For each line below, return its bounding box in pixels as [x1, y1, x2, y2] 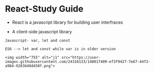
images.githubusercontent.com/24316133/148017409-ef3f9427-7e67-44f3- [5, 59, 151, 64]
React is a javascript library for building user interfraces [12, 19, 123, 25]
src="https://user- [61, 55, 101, 60]
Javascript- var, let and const [5, 38, 70, 43]
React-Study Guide [5, 3, 84, 15]
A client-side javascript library [12, 29, 72, 34]
